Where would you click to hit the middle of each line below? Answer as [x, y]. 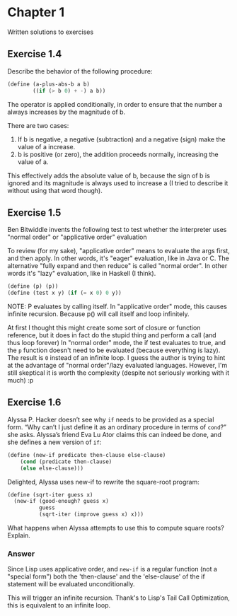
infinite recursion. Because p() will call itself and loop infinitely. [98, 314]
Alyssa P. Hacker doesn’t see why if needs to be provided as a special [111, 419]
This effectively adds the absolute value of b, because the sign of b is [109, 175]
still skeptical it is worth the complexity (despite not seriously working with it [118, 373]
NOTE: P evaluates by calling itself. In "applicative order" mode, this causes [117, 307]
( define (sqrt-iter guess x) [50, 495]
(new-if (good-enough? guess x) [62, 501]
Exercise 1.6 [34, 403]
